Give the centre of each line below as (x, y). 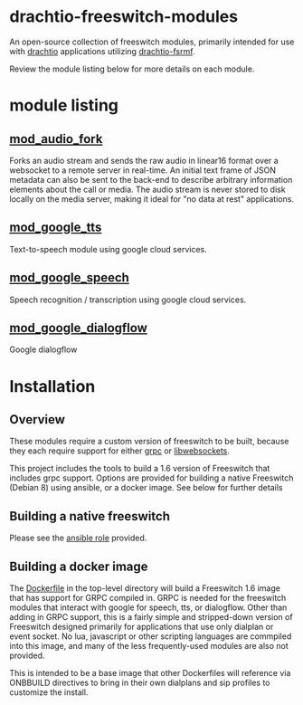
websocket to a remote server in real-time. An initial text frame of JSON (142, 170)
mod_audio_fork (56, 139)
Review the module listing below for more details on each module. (132, 69)
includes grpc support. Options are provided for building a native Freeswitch (151, 478)
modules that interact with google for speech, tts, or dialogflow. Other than (148, 607)
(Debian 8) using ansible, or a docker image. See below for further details (146, 488)
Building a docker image (79, 566)
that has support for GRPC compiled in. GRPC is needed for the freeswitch (148, 598)
